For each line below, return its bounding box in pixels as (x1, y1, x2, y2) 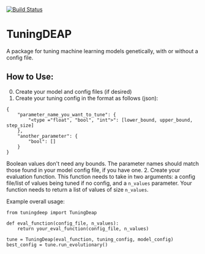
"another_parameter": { (17, 133, 78, 139)
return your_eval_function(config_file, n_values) (17, 225, 149, 232)
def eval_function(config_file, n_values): (6, 220, 119, 226)
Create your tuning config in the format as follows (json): (15, 94, 158, 102)
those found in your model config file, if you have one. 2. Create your (6, 166, 181, 174)
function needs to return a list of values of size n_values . (6, 185, 149, 193)
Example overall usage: (6, 198, 65, 205)
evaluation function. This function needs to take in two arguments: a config (6, 173, 196, 180)
